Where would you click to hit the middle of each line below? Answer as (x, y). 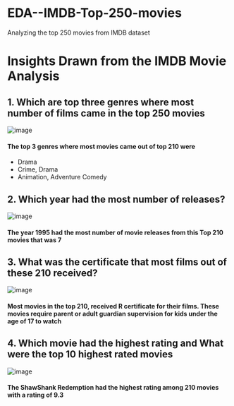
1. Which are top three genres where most (101, 102)
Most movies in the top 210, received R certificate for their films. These (113, 306)
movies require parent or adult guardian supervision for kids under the (113, 314)
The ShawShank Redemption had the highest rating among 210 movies (113, 388)
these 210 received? (53, 273)
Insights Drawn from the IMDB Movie (117, 61)
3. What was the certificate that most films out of (117, 262)
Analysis (33, 76)
